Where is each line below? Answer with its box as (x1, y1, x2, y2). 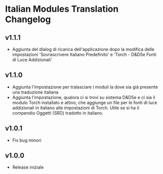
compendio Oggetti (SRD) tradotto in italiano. (12, 110, 104, 116)
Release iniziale (12, 164, 44, 170)
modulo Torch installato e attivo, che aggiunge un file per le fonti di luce (12, 99, 158, 105)
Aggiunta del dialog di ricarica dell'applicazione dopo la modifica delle (12, 47, 155, 52)
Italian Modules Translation (5, 3, 119, 15)
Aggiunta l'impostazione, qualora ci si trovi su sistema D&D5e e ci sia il (12, 94, 156, 100)
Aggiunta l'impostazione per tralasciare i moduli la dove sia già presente (12, 84, 158, 90)
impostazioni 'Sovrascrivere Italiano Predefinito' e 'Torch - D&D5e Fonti (12, 51, 157, 57)
